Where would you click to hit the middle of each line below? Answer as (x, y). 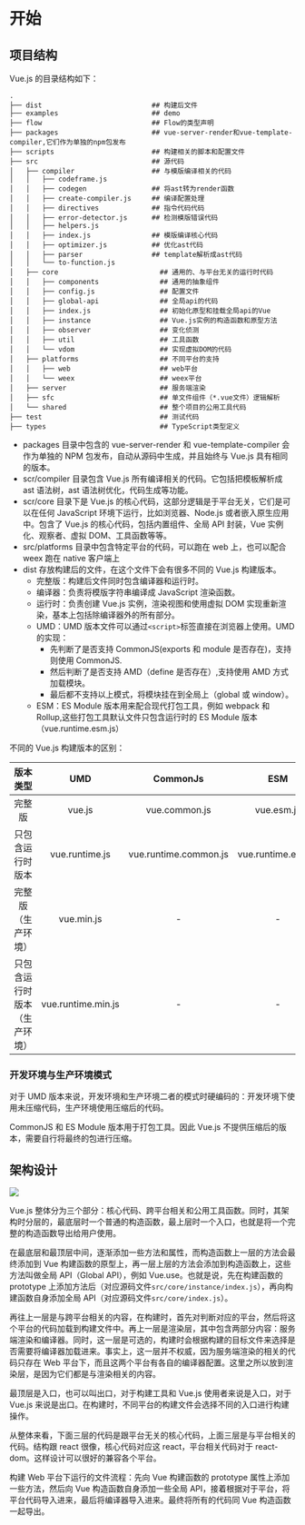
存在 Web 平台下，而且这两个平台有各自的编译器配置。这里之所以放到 (155, 1362)
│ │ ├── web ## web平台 (103, 369)
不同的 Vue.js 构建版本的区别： (67, 748)
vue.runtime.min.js (80, 1004)
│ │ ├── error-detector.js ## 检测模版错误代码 (114, 218)
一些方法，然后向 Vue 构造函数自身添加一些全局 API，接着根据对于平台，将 (150, 1489)
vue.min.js (80, 919)
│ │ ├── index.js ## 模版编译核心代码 (114, 235)
